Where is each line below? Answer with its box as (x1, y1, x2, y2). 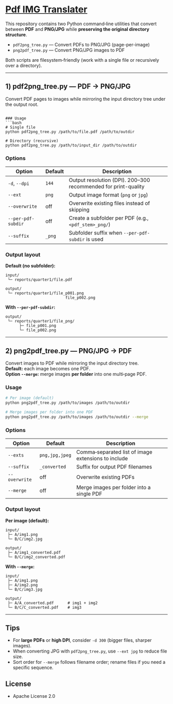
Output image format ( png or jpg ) (68, 191, 148, 198)
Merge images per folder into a (76, 484, 151, 491)
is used (85, 236, 104, 243)
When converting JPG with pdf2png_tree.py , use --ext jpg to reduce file (12, 648, 167, 654)
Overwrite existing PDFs (76, 474, 135, 481)
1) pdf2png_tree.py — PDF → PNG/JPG (5, 82, 131, 91)
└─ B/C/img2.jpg (7, 536, 43, 541)
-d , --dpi (8, 180, 29, 187)
